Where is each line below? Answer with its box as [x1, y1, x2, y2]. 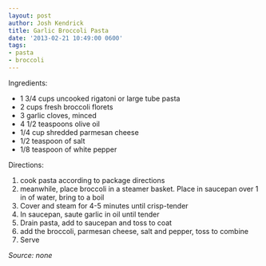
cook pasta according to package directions [19, 175, 165, 185]
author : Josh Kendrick [8, 19, 84, 27]
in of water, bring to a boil [19, 193, 105, 202]
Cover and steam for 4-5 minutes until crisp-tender [19, 200, 189, 210]
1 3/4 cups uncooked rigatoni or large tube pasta [19, 93, 181, 103]
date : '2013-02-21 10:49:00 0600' [8, 34, 124, 42]
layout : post [8, 11, 52, 20]
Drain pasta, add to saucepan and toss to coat [19, 217, 173, 228]
